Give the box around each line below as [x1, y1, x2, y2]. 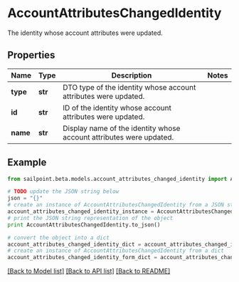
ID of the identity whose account [63, 103, 172, 113]
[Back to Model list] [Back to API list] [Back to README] [7, 267, 171, 276]
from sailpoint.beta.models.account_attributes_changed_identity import [7, 175, 228, 182]
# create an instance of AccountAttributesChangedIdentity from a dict [7, 247, 224, 254]
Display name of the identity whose [63, 123, 181, 133]
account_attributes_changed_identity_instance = [7, 208, 154, 215]
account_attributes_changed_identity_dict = [7, 241, 142, 248]
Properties [7, 49, 55, 61]
